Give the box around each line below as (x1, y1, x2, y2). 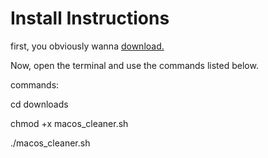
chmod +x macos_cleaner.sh (10, 117, 129, 129)
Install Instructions (10, 7, 170, 30)
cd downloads (10, 98, 69, 110)
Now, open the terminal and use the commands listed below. (10, 59, 259, 71)
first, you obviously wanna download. (10, 40, 165, 52)
